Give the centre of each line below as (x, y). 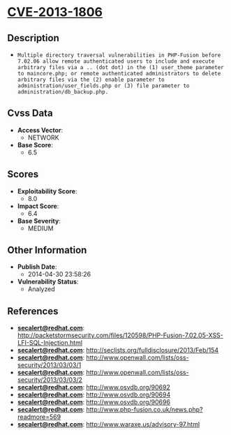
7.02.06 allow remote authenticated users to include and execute (116, 61)
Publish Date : (37, 267)
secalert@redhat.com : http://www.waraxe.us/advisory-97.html (109, 425)
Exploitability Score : (47, 191)
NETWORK (43, 138)
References (33, 311)
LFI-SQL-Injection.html (50, 343)
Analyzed (41, 289)
